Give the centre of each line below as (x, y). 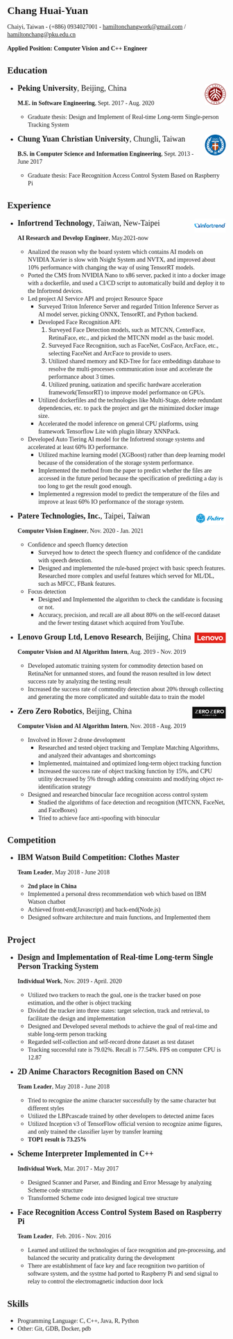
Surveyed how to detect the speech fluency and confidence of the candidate (129, 552)
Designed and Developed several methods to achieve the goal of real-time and (122, 1026)
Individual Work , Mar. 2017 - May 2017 (68, 1169)
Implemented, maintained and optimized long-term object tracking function (130, 763)
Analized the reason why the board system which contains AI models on (115, 252)
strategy (81, 787)
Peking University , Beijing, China (72, 88)
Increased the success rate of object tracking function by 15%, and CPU (125, 771)
